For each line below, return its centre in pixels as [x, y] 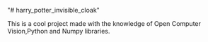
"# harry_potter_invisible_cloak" [54, 10]
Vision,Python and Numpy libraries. [59, 31]
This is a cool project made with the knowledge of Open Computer [104, 23]
